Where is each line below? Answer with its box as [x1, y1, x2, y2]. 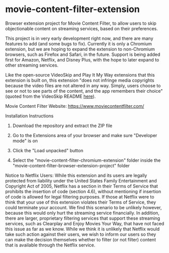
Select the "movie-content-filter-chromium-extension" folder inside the [12, 157, 161, 163]
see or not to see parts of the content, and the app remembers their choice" [5, 88, 163, 94]
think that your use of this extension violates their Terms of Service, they [5, 199, 156, 205]
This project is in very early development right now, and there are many [5, 35, 154, 41]
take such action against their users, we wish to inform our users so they [5, 231, 156, 237]
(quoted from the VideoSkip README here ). [5, 93, 96, 99]
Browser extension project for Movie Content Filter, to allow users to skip [5, 20, 156, 26]
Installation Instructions [5, 112, 54, 119]
